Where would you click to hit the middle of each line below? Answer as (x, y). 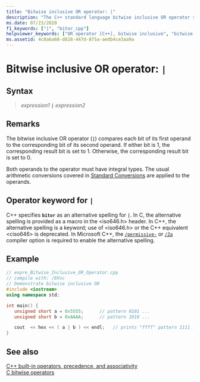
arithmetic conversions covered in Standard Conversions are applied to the (98, 175)
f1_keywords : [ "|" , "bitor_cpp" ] (48, 28)
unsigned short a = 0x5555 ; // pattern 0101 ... (82, 311)
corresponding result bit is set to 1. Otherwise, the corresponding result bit (97, 151)
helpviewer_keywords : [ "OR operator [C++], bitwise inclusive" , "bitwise (100, 34)
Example (23, 259)
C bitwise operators (30, 372)
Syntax (20, 91)
